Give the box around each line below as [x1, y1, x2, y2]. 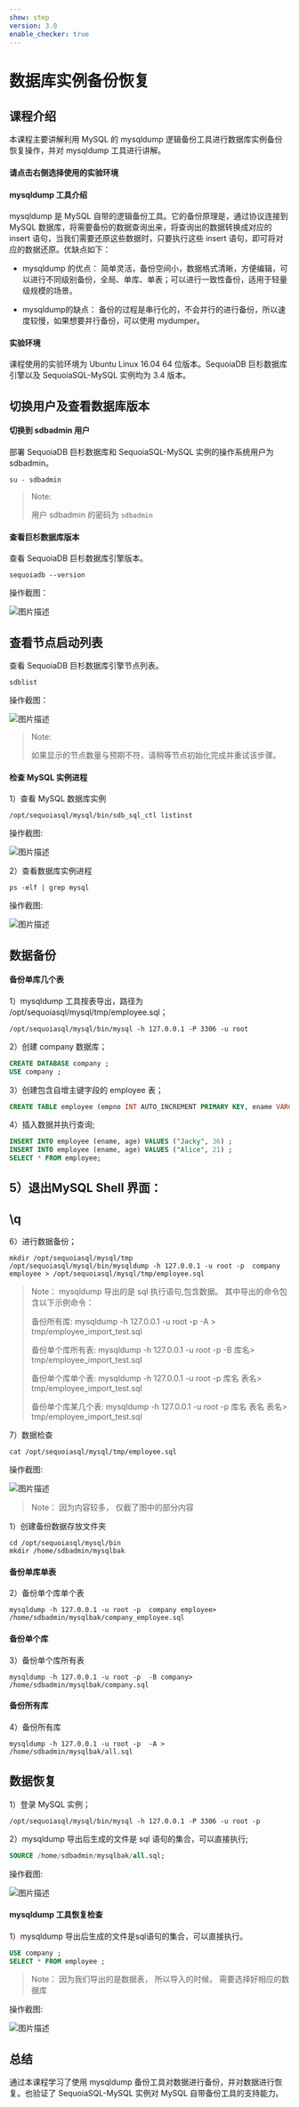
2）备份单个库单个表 [9, 1588, 85, 1599]
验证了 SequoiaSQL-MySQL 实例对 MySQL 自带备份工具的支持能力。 [32, 2088, 284, 2099]
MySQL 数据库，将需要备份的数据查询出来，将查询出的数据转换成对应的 [9, 222, 273, 232]
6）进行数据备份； [9, 1236, 77, 1247]
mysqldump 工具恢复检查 [9, 1909, 103, 1920]
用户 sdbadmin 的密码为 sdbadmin [30, 509, 153, 520]
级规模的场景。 [21, 286, 77, 296]
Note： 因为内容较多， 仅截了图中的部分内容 [30, 1502, 194, 1513]
